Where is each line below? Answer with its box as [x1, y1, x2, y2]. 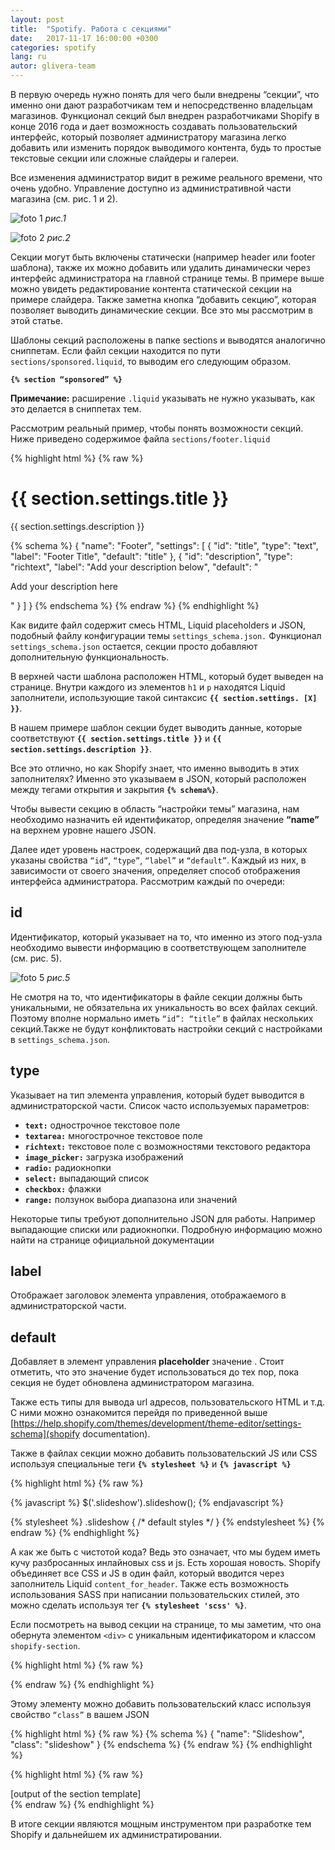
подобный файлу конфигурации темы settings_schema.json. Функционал [10, 629, 322, 641]
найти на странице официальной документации [10, 1234, 215, 1246]
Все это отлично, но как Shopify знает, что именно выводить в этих [10, 762, 300, 774]
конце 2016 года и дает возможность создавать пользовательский [10, 121, 298, 132]
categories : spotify [10, 42, 97, 53]
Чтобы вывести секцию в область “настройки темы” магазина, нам [10, 802, 300, 815]
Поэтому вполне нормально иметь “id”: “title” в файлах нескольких [10, 1012, 314, 1024]
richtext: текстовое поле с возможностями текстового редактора [24, 1140, 311, 1152]
